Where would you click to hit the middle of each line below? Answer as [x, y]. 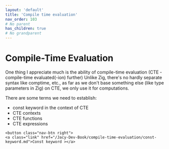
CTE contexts [27, 113]
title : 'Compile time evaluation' [42, 15]
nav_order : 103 [21, 19]
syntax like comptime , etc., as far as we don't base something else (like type [84, 83]
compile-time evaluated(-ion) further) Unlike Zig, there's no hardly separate [84, 77]
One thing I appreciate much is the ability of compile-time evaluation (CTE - [84, 72]
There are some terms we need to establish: [51, 98]
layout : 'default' [24, 10]
